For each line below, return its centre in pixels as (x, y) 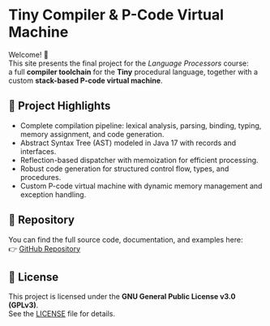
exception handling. (53, 194)
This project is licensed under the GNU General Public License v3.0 (122, 297)
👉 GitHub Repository (45, 248)
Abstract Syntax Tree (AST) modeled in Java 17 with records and (128, 143)
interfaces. (38, 151)
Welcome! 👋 (28, 54)
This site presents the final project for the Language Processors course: (129, 63)
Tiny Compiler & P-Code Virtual (116, 15)
